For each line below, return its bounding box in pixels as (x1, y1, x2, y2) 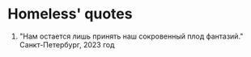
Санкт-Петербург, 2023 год (19, 39, 115, 49)
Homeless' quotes (7, 5, 133, 23)
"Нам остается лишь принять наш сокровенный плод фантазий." (19, 31, 244, 41)
